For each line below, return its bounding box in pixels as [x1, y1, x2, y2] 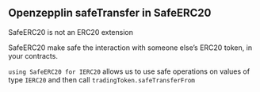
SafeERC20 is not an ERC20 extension [8, 27, 133, 36]
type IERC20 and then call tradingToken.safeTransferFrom [8, 75, 196, 84]
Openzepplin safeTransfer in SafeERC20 [8, 6, 212, 20]
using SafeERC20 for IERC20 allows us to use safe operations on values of [8, 67, 250, 76]
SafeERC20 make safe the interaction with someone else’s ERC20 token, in [8, 43, 252, 52]
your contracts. [8, 51, 58, 60]
